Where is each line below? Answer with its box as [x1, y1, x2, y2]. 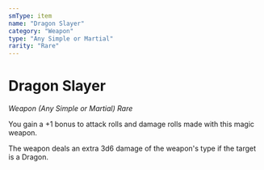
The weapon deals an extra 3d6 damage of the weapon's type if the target [8, 143, 257, 154]
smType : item [8, 11, 52, 20]
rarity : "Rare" [8, 42, 60, 50]
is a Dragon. [8, 152, 49, 162]
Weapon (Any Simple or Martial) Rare [8, 104, 133, 113]
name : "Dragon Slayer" [8, 19, 85, 28]
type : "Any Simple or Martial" [8, 34, 114, 43]
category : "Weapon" [8, 27, 74, 35]
